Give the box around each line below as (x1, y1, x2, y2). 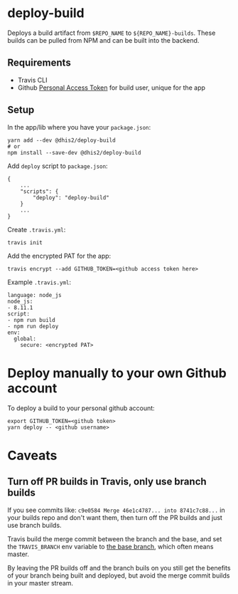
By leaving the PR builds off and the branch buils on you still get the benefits (7, 563, 231, 572)
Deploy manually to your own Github (7, 365, 227, 381)
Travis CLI (17, 75, 48, 84)
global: (13, 335, 37, 343)
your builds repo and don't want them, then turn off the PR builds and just (7, 513, 222, 521)
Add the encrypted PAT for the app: (7, 251, 112, 260)
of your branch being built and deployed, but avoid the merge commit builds (7, 571, 230, 580)
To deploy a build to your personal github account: (7, 404, 155, 412)
